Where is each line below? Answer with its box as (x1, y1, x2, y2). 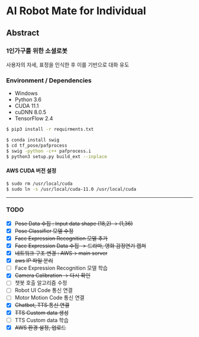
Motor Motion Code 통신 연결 (14, 294, 85, 301)
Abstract (6, 28, 40, 38)
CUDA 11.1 (14, 102, 39, 110)
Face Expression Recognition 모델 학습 (14, 265, 108, 272)
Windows (14, 90, 38, 97)
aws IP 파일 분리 (14, 257, 53, 264)
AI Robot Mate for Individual (6, 4, 146, 18)
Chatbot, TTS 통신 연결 (14, 301, 70, 309)
